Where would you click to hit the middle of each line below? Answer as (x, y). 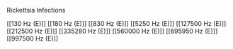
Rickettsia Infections (36, 10)
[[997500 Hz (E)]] (32, 38)
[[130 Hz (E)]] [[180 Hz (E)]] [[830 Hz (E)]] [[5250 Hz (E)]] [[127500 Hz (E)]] (116, 23)
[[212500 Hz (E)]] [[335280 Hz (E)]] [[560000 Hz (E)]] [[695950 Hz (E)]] (112, 31)
